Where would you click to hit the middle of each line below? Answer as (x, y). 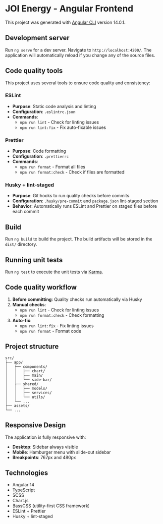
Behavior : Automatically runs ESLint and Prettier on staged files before (84, 206)
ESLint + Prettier (29, 511)
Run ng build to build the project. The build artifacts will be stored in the (79, 239)
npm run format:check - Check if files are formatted (72, 172)
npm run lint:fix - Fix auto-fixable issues (63, 127)
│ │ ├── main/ (24, 375)
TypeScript (24, 490)
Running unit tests (34, 260)
